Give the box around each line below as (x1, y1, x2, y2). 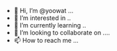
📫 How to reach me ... (13, 37, 79, 44)
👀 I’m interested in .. (13, 14, 71, 22)
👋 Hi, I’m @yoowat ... (13, 7, 74, 14)
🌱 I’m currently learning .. (13, 21, 86, 29)
